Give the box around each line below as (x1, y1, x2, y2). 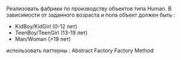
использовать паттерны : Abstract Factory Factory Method (6, 47, 154, 54)
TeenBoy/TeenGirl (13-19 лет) (14, 29, 88, 36)
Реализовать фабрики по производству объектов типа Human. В (6, 5, 172, 12)
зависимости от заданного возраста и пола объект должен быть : (6, 11, 176, 18)
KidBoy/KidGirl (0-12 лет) (14, 23, 78, 30)
